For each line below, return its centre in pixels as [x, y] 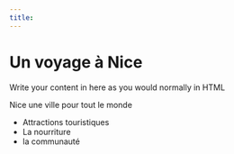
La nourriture [46, 131]
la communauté [51, 141]
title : [22, 18]
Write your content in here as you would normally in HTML [117, 87]
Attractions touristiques [66, 122]
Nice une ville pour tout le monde [71, 104]
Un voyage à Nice [76, 62]
